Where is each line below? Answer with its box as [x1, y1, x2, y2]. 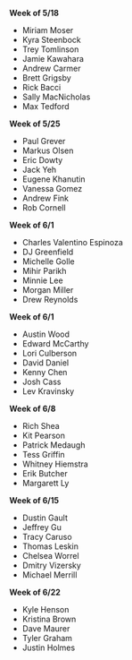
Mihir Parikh [21, 266, 67, 276]
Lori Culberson [21, 348, 78, 358]
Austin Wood [21, 329, 70, 339]
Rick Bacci [21, 82, 62, 92]
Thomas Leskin [21, 541, 78, 552]
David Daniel [21, 357, 70, 368]
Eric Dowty [21, 155, 63, 165]
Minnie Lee [21, 275, 64, 286]
